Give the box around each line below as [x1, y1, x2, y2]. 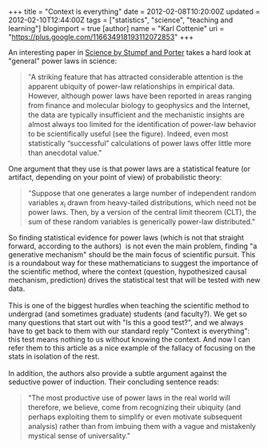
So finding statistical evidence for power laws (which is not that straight [8, 233, 244, 242]
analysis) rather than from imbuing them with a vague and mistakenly [27, 422, 256, 430]
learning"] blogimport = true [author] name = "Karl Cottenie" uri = [8, 24, 225, 33]
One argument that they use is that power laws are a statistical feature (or [8, 164, 250, 173]
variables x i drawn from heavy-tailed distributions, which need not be [27, 198, 257, 209]
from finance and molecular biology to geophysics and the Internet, [27, 101, 250, 110]
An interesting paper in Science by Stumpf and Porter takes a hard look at [8, 48, 251, 57]
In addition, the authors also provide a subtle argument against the [8, 369, 227, 378]
